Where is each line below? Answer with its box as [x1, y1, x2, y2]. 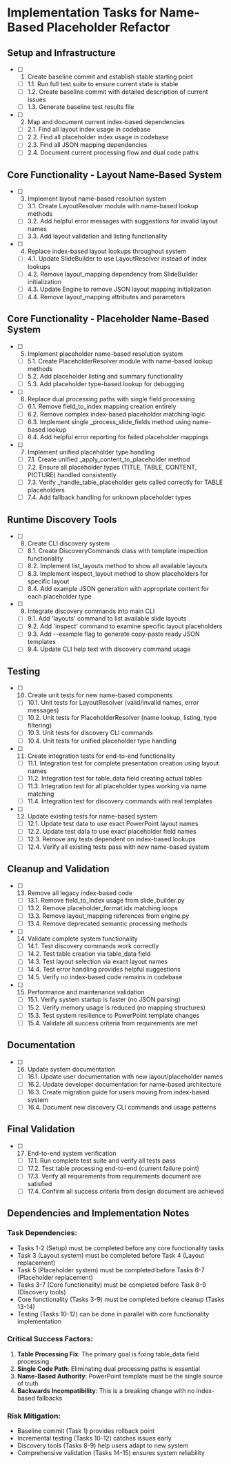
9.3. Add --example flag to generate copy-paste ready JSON [27, 630, 200, 639]
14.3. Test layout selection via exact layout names [27, 957, 168, 966]
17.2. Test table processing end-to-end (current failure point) [27, 1164, 200, 1172]
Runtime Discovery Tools [7, 514, 117, 525]
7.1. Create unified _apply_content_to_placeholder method [27, 455, 190, 463]
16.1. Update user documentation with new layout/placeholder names [27, 1072, 223, 1081]
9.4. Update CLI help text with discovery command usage [27, 645, 191, 653]
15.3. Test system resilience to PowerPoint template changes [27, 1011, 200, 1019]
